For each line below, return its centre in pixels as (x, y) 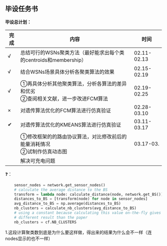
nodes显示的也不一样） (29, 239)
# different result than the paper (51, 217)
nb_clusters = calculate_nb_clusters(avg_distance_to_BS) (75, 208)
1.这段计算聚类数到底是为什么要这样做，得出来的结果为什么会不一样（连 (79, 232)
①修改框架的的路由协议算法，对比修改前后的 (74, 136)
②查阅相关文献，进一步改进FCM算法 (64, 99)
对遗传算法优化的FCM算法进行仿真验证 (66, 110)
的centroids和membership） (53, 60)
